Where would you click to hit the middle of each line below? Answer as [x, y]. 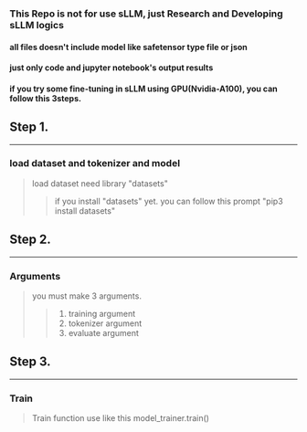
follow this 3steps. [46, 98]
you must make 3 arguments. [86, 296]
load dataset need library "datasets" [100, 183]
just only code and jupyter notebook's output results [111, 68]
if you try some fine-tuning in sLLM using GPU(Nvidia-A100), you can [143, 89]
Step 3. [31, 362]
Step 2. [31, 240]
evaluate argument [104, 332]
